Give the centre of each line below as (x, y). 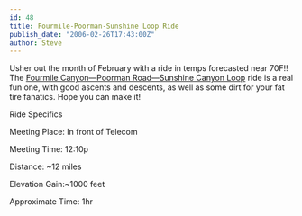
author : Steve (36, 43)
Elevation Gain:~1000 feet (57, 184)
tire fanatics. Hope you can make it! (75, 97)
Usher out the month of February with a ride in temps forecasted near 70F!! (149, 68)
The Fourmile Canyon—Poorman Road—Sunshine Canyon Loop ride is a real (151, 78)
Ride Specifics (36, 114)
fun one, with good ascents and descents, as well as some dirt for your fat (147, 87)
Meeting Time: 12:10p (49, 149)
